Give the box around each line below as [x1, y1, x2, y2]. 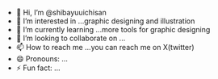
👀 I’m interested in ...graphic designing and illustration [15, 16, 195, 26]
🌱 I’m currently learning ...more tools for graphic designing [15, 25, 211, 34]
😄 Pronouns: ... [15, 54, 69, 64]
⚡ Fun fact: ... [15, 63, 61, 73]
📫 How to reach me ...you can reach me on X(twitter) [15, 43, 195, 52]
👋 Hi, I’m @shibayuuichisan [15, 8, 107, 17]
